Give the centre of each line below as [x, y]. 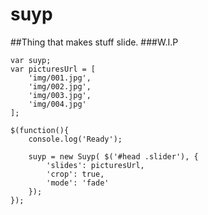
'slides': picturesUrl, [95, 165]
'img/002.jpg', [60, 86]
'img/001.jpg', [60, 78]
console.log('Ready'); [75, 139]
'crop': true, [75, 174]
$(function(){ [40, 130]
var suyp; [31, 60]
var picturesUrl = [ [53, 69]
